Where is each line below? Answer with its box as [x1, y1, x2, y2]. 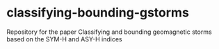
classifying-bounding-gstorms [6, 5, 189, 21]
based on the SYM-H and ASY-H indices [6, 35, 122, 43]
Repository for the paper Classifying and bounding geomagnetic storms [6, 28, 213, 36]
